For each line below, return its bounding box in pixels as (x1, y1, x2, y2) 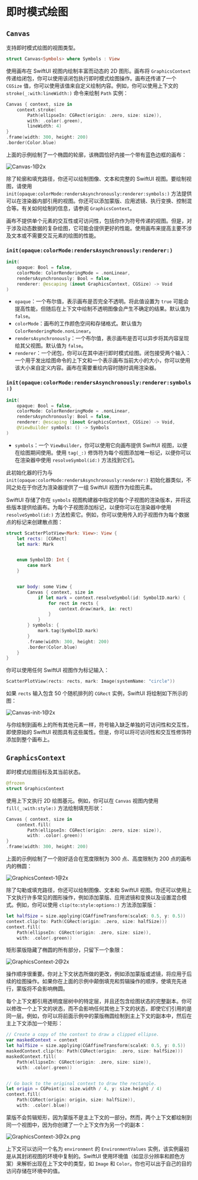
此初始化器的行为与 (6, 469, 53, 476)
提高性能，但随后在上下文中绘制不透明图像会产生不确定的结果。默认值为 (14, 305, 190, 312)
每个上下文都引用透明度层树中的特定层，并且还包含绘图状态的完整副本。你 (6, 998, 187, 1005)
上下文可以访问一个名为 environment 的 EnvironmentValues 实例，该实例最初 (6, 1145, 190, 1152)
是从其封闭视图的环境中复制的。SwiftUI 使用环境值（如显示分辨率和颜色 (6, 1152, 180, 1159)
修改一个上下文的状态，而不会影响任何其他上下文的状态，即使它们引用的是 (11, 1005, 192, 1012)
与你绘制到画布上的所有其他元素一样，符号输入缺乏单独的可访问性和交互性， (6, 721, 192, 728)
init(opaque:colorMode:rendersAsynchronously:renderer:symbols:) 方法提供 (6, 190, 192, 197)
